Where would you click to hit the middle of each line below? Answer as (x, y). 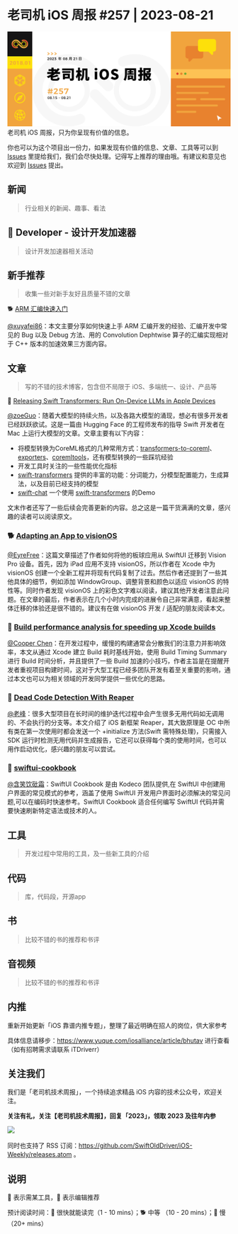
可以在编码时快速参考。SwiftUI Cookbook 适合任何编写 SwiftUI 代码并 (117, 802)
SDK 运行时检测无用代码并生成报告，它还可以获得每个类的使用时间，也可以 (117, 740)
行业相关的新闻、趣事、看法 (65, 208)
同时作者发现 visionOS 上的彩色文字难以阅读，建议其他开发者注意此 (124, 590)
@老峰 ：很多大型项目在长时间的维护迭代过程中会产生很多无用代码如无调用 (116, 714)
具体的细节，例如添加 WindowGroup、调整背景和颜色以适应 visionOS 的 (118, 581)
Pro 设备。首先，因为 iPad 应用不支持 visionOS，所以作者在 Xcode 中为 (112, 563)
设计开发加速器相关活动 (59, 251)
